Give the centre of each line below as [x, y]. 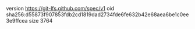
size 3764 [41, 21]
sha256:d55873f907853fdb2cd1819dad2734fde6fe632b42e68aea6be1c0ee [97, 14]
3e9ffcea [17, 21]
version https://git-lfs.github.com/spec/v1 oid [60, 8]
